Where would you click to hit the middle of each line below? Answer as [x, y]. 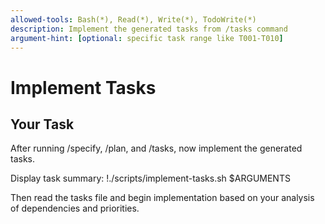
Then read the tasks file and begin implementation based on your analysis [162, 198]
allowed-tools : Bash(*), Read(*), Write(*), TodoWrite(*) [133, 19]
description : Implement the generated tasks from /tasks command [149, 29]
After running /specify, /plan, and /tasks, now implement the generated [156, 148]
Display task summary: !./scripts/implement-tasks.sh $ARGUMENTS [150, 178]
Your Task [42, 124]
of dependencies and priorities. [75, 208]
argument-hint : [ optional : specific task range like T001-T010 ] [147, 38]
